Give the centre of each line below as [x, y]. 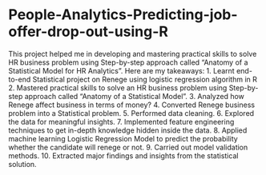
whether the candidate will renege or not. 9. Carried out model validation [128, 147]
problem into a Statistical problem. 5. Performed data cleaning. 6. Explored [131, 113]
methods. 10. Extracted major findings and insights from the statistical [123, 155]
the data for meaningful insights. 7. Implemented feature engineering [121, 121]
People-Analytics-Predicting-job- [123, 15]
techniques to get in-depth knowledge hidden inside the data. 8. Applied [128, 130]
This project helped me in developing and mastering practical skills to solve [133, 54]
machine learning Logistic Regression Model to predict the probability [123, 138]
